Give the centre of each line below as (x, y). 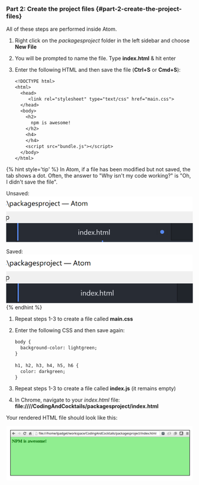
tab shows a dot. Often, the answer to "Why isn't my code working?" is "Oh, (99, 176)
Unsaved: (18, 194)
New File (25, 47)
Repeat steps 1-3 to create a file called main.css (74, 319)
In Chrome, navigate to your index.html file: (67, 400)
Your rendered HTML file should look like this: (62, 418)
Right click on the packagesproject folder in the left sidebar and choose (102, 41)
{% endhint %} (24, 307)
